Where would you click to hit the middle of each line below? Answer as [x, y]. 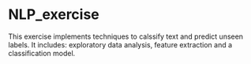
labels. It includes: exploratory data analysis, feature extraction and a [120, 44]
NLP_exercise [54, 15]
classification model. [42, 53]
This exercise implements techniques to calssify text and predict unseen [126, 36]
